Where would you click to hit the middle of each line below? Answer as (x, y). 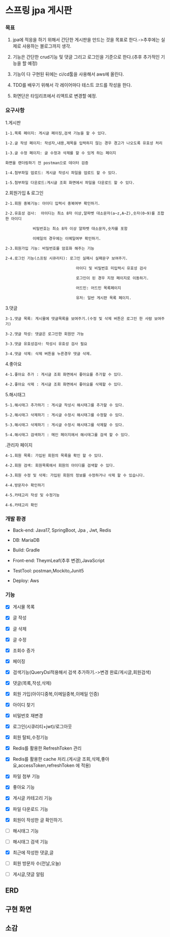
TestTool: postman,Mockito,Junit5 (48, 571)
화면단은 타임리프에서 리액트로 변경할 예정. (55, 96)
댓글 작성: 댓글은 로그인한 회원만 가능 (49, 334)
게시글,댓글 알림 (28, 874)
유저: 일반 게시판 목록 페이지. (104, 298)
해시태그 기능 (26, 831)
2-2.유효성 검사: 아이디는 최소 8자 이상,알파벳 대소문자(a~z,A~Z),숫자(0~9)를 (80, 213)
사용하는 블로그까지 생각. (47, 46)
